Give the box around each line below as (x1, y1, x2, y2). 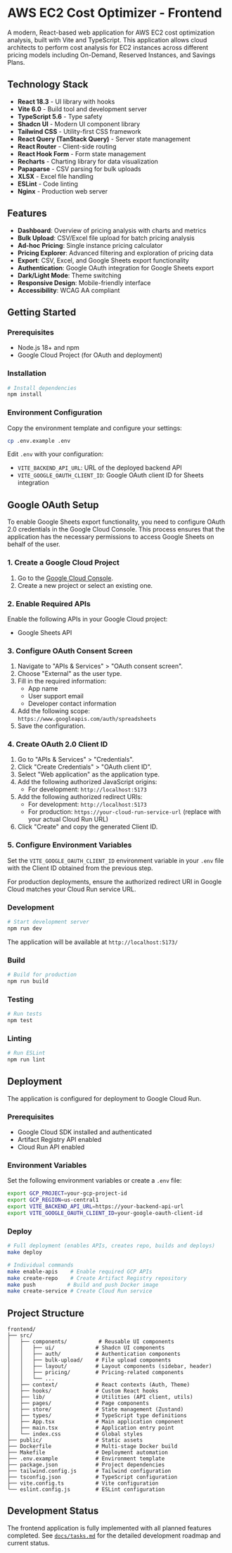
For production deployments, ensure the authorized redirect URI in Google (7, 877, 222, 886)
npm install (7, 391, 42, 398)
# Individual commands (7, 1262, 74, 1269)
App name (27, 684, 58, 693)
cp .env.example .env (7, 437, 71, 444)
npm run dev (7, 924, 42, 932)
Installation (7, 368, 47, 378)
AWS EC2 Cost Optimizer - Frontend (7, 5, 223, 21)
